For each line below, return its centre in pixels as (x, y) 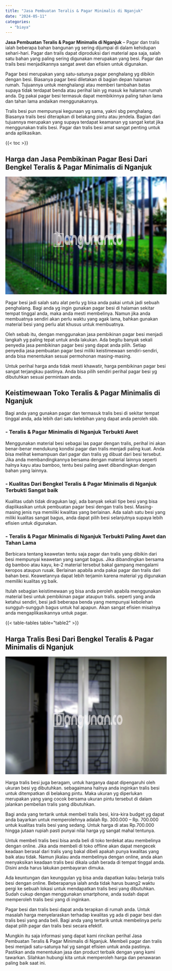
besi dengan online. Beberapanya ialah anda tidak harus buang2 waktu (80, 883)
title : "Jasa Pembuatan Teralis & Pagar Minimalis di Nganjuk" (74, 11)
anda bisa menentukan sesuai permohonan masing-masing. (68, 356)
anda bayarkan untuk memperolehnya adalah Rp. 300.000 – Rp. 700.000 (82, 819)
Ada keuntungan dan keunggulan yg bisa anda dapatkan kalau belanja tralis (85, 878)
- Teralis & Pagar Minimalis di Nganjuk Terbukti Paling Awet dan (86, 536)
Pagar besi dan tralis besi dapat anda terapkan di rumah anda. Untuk (78, 909)
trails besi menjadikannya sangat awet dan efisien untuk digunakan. (77, 64)
